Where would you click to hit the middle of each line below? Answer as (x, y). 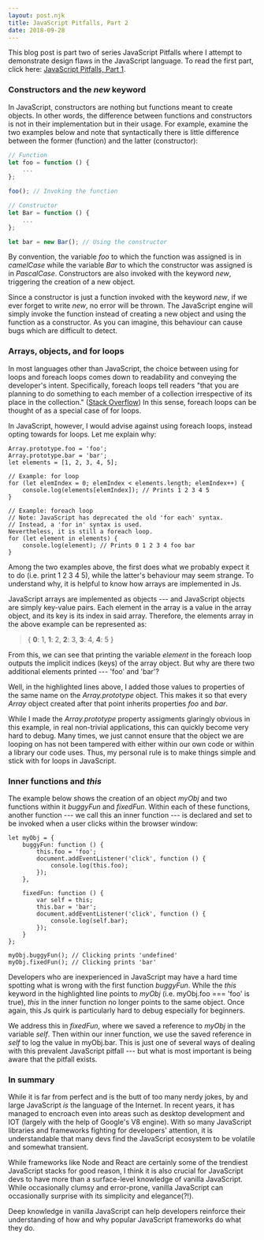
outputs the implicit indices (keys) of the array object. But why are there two (131, 663)
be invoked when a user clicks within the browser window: (103, 824)
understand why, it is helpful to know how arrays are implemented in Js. (125, 583)
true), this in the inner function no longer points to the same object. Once (126, 1002)
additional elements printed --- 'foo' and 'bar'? (84, 671)
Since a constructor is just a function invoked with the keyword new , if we (128, 298)
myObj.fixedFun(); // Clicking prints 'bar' (82, 963)
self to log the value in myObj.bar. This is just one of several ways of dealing (132, 1043)
